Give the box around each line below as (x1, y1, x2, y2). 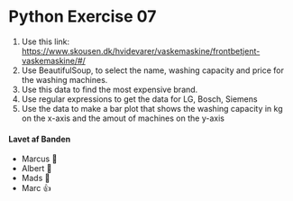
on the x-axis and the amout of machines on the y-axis (21, 113, 224, 123)
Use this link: (21, 36, 70, 47)
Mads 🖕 (21, 173, 50, 184)
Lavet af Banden (8, 133, 71, 144)
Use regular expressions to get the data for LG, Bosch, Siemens (21, 93, 258, 105)
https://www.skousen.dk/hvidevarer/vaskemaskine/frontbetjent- (21, 45, 261, 56)
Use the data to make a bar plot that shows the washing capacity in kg (21, 103, 283, 114)
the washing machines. (21, 74, 108, 85)
